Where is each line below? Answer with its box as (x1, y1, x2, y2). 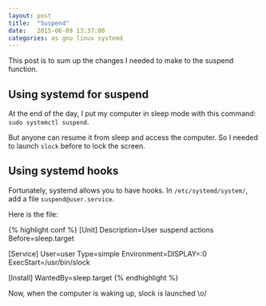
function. (8, 65, 38, 74)
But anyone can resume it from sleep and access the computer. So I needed (8, 133, 258, 142)
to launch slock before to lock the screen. (8, 141, 145, 151)
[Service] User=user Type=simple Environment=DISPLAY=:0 (8, 248, 208, 258)
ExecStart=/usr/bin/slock (8, 257, 90, 267)
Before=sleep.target (8, 233, 74, 243)
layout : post (8, 11, 52, 20)
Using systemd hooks (8, 165, 119, 178)
